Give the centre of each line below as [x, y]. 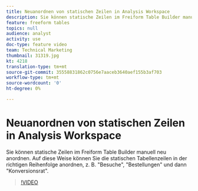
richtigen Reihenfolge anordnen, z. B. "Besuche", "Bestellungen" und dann [96, 164]
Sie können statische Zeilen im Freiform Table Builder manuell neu [86, 152]
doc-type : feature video [37, 45]
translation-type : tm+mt [37, 67]
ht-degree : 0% [24, 89]
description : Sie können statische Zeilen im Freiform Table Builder [93, 17]
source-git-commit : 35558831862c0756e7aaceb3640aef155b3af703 [84, 72]
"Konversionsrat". [27, 171]
